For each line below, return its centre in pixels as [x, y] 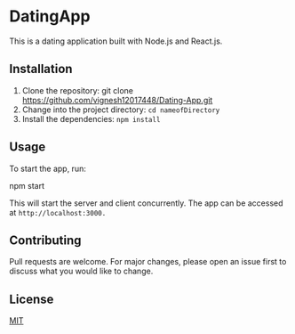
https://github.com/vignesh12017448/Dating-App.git [117, 100]
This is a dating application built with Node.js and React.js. [116, 41]
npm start [27, 185]
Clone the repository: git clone [77, 90]
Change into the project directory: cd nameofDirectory [121, 110]
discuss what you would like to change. [81, 271]
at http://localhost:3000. [58, 212]
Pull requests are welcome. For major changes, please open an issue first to [148, 262]
